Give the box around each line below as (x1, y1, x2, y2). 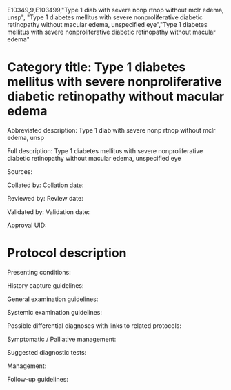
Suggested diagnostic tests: (7, 348, 87, 356)
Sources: (7, 167, 33, 175)
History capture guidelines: (7, 281, 84, 289)
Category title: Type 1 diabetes (7, 59, 186, 75)
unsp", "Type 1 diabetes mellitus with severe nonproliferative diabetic (7, 13, 203, 21)
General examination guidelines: (7, 295, 99, 303)
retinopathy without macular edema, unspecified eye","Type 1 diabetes (7, 21, 208, 28)
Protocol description (7, 245, 127, 261)
